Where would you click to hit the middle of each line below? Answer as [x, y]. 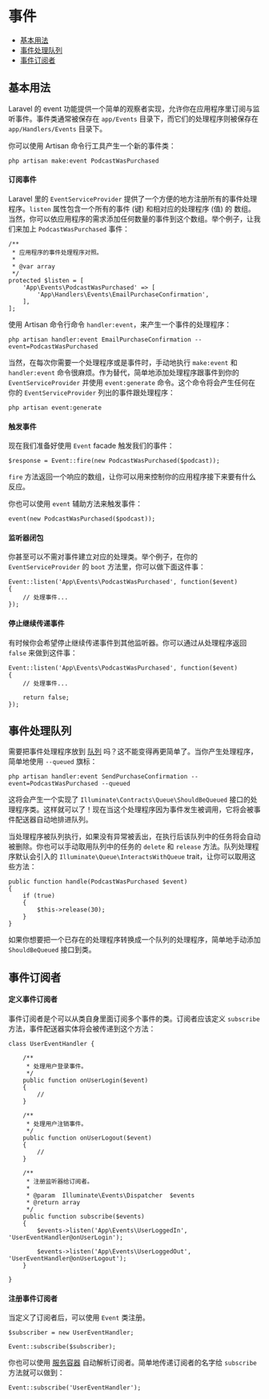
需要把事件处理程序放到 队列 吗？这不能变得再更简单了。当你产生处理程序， [133, 752]
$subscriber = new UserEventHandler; [71, 1333]
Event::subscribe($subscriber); [62, 1347]
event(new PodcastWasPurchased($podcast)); [82, 519]
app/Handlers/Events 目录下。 [57, 128]
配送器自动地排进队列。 [54, 820]
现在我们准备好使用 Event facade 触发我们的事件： [91, 446]
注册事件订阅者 [33, 1298]
